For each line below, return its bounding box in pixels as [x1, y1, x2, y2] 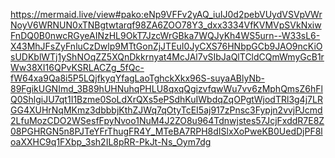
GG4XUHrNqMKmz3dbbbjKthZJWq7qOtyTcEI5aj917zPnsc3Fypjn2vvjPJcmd [10, 104, 323, 116]
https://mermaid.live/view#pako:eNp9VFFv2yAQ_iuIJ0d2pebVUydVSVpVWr [10, 9, 323, 20]
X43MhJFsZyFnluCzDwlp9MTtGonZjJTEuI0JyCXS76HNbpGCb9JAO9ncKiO [10, 40, 323, 52]
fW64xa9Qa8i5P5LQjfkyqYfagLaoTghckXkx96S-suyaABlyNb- [10, 72, 265, 84]
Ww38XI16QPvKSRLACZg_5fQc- [10, 62, 145, 73]
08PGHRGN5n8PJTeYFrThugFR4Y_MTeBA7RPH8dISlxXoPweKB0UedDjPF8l [10, 125, 323, 137]
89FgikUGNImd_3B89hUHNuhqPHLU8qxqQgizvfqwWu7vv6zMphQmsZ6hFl [10, 83, 323, 94]
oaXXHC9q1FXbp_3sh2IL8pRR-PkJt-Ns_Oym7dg [10, 136, 212, 148]
